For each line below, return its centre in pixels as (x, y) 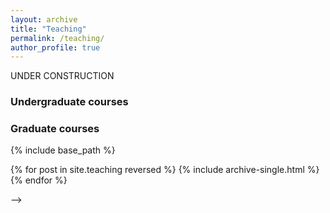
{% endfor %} (39, 180)
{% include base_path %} (63, 150)
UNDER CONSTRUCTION (62, 76)
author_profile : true (55, 47)
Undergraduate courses (69, 102)
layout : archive (44, 19)
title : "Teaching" (48, 29)
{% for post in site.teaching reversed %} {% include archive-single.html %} (165, 170)
